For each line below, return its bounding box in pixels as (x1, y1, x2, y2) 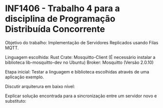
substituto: (5, 98, 27, 104)
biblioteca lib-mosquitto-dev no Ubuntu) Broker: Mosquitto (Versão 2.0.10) (5, 59, 154, 65)
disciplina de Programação (5, 13, 116, 24)
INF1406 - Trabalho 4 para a (5, 3, 120, 14)
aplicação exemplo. (5, 74, 44, 80)
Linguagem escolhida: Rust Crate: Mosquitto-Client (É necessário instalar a (5, 54, 156, 60)
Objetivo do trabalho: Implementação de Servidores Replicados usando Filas (5, 39, 159, 45)
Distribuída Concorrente (5, 24, 106, 35)
